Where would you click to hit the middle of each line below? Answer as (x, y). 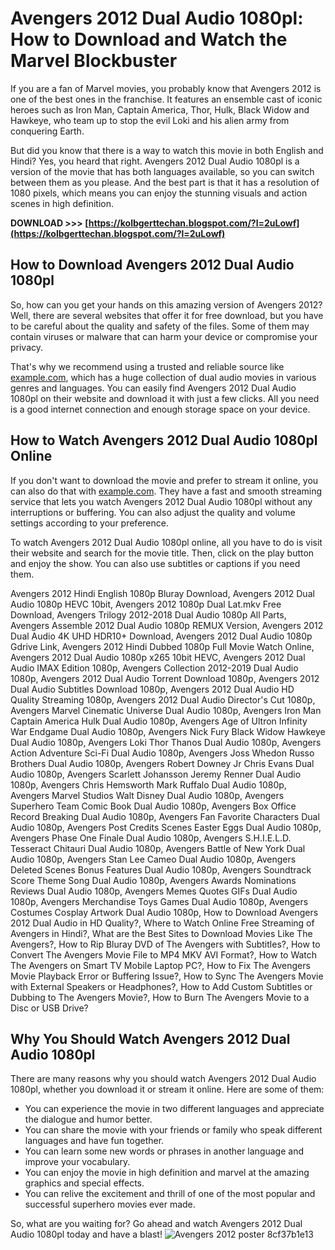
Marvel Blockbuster (94, 61)
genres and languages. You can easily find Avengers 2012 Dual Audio (153, 388)
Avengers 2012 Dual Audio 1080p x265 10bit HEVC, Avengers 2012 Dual (158, 657)
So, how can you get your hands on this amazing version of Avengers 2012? (166, 304)
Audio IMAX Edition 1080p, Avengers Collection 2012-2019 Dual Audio (154, 668)
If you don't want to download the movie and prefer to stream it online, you (164, 480)
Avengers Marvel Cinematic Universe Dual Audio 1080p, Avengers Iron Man (166, 710)
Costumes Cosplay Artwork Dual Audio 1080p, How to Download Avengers (164, 912)
